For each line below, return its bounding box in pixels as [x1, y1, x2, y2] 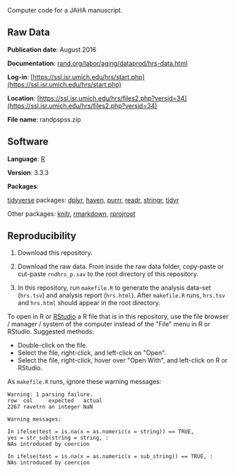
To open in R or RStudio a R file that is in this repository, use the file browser [7, 312, 229, 321]
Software [7, 136, 49, 148]
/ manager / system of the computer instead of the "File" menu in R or [7, 320, 211, 329]
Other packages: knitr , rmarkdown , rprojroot [7, 209, 136, 218]
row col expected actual [7, 397, 102, 404]
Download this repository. [17, 249, 93, 257]
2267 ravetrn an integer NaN [7, 404, 93, 411]
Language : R [7, 154, 45, 163]
